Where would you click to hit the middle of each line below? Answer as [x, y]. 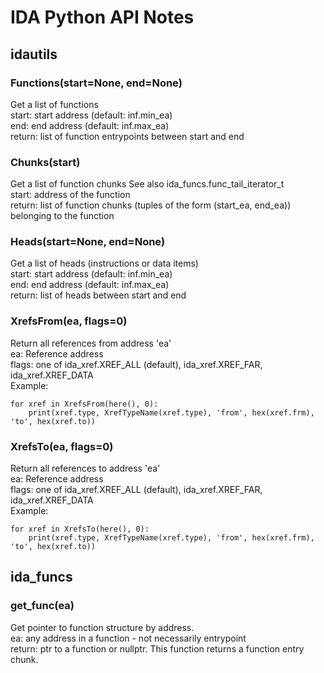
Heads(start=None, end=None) [88, 242]
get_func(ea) [42, 606]
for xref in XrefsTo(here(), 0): [80, 529]
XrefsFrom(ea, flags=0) [69, 321]
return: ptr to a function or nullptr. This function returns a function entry [157, 648]
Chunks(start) [45, 162]
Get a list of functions [54, 104]
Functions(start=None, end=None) [96, 83]
